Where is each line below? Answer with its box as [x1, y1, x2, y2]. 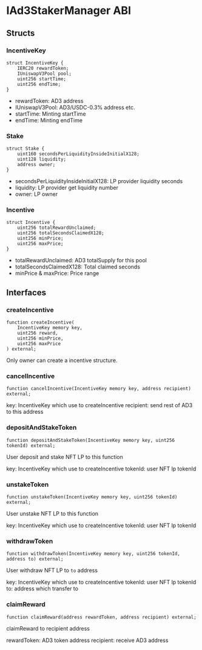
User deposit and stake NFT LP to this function [6, 453, 123, 460]
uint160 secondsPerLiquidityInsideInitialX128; [17, 151, 140, 157]
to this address [6, 408, 44, 416]
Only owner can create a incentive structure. [6, 357, 118, 364]
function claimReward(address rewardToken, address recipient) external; [6, 614, 197, 620]
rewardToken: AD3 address [15, 97, 84, 104]
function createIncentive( [6, 320, 75, 326]
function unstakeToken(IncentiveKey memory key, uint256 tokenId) [6, 494, 178, 500]
